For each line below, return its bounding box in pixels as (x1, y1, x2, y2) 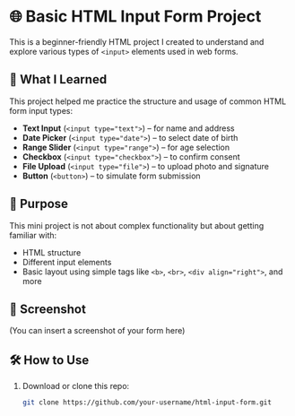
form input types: (9, 105, 74, 116)
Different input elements (22, 256, 112, 267)
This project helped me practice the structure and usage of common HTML (9, 96, 287, 107)
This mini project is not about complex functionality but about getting (9, 220, 265, 230)
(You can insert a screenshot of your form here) (9, 325, 186, 336)
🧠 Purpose (9, 196, 69, 212)
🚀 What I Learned (9, 72, 108, 87)
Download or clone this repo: (22, 381, 130, 392)
